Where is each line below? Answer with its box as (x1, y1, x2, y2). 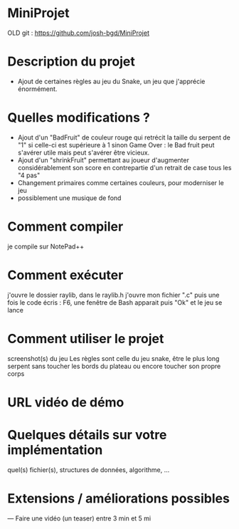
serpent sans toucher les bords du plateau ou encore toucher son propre (7, 362, 221, 370)
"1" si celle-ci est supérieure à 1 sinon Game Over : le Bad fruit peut (17, 140, 215, 149)
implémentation (7, 442, 103, 458)
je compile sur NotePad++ (7, 242, 84, 251)
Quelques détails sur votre (7, 427, 167, 443)
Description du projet (7, 53, 135, 70)
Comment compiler (7, 219, 124, 234)
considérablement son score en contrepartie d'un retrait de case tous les (17, 163, 232, 172)
